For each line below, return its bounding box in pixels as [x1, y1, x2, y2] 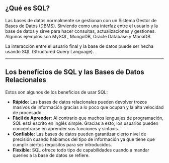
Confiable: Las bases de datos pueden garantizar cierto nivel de [12, 131, 147, 137]
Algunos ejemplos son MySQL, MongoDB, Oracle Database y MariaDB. [5, 33, 152, 39]
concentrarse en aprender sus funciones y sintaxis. [12, 125, 119, 131]
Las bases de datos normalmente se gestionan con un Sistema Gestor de [5, 17, 157, 23]
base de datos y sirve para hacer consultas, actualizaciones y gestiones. [5, 28, 156, 34]
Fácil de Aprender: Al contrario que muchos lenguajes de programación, [12, 115, 163, 121]
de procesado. [12, 109, 43, 115]
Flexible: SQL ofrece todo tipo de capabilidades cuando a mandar [12, 147, 150, 153]
